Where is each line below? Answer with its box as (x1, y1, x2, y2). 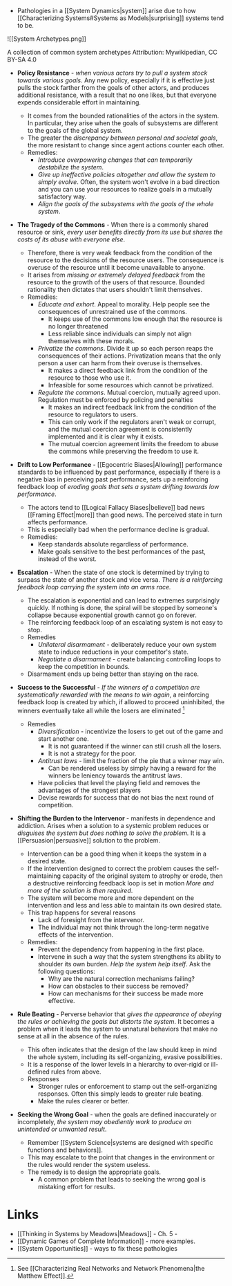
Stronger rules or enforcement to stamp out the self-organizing (37, 1082, 217, 1090)
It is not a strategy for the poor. (48, 749, 137, 757)
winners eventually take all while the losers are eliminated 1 (17, 706, 185, 715)
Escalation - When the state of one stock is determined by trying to (17, 568, 210, 576)
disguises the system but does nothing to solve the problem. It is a (17, 829, 206, 837)
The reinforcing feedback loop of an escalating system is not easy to (27, 618, 223, 626)
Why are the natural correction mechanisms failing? (48, 974, 195, 982)
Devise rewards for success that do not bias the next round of (37, 793, 214, 802)
